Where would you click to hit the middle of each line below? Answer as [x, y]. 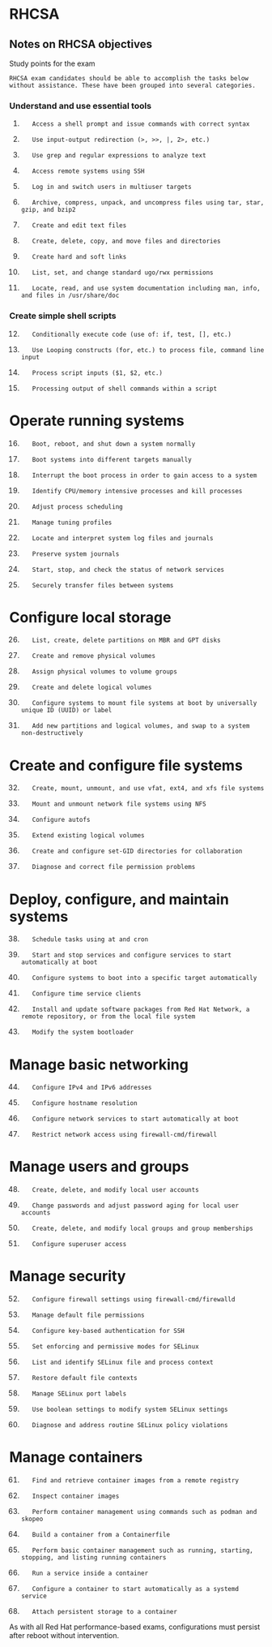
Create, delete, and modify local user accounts [115, 1190]
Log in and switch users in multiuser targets [112, 187]
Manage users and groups [99, 1167]
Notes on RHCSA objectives [81, 44]
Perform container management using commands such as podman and [144, 1512]
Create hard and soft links [79, 257]
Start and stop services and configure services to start [132, 955]
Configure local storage [90, 617]
